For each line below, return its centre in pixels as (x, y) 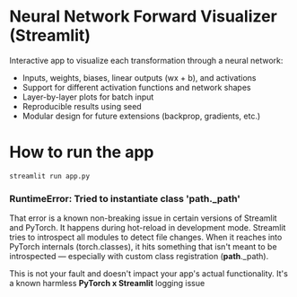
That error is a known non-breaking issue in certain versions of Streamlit (143, 218)
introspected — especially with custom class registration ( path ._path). (139, 257)
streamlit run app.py (50, 176)
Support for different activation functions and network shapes (136, 87)
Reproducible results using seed (82, 106)
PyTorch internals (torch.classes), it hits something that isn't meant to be (143, 247)
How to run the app (82, 152)
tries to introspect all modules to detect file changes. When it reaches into (146, 237)
